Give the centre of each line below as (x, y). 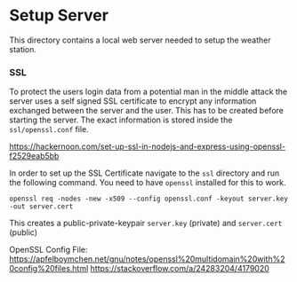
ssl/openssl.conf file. (49, 129)
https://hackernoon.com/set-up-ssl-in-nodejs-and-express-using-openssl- (148, 146)
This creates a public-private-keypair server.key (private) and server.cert (146, 223)
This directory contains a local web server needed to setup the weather (140, 40)
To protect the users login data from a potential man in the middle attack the (148, 92)
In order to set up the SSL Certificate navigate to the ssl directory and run (144, 173)
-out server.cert (41, 207)
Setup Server (59, 16)
